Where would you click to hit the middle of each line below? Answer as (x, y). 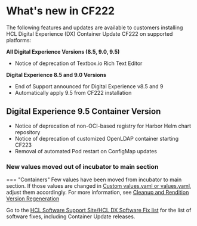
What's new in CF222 (61, 11)
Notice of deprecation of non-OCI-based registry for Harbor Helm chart (103, 126)
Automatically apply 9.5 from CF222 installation (73, 92)
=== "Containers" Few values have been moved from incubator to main (94, 179)
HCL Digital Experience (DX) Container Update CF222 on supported (90, 33)
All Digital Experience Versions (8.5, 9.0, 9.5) (63, 51)
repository (27, 132)
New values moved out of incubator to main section (82, 166)
